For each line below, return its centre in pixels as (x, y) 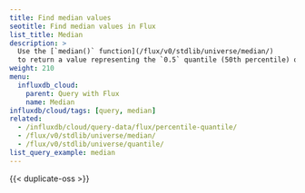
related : (26, 119)
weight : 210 (32, 69)
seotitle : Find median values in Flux (83, 26)
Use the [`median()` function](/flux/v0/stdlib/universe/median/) (146, 52)
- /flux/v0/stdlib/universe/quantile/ (91, 144)
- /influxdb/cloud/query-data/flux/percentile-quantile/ (128, 128)
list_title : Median (46, 34)
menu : (20, 77)
